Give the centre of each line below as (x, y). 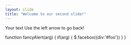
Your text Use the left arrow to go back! (45, 28)
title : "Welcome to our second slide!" (46, 14)
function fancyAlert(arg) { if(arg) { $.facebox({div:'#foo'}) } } (65, 37)
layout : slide (20, 9)
